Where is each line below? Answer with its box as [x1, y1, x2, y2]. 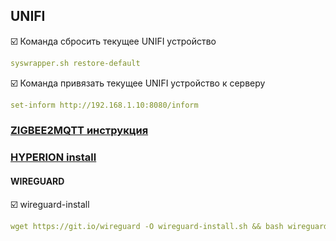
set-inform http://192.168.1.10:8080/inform [10, 100, 199, 110]
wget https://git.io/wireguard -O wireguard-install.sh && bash [10, 221, 284, 231]
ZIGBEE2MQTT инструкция [10, 124, 149, 138]
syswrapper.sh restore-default [10, 58, 141, 68]
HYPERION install [10, 150, 97, 164]
